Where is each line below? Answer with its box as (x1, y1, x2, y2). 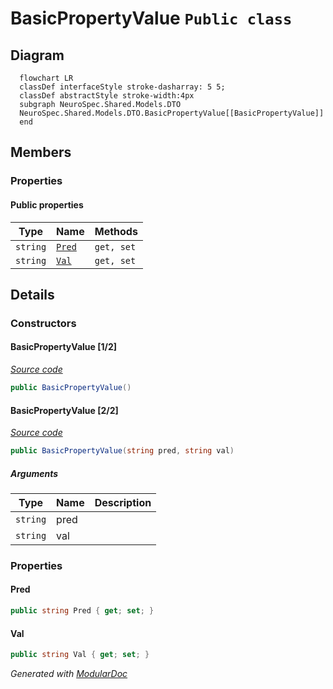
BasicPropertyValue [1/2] (10, 341, 118, 353)
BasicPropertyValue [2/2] (10, 404, 119, 416)
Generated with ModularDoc (10, 668, 128, 680)
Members (10, 144, 72, 161)
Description (94, 495, 152, 509)
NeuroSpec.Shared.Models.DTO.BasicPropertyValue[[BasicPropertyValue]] (19, 108, 325, 118)
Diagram (10, 47, 65, 64)
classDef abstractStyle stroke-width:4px (19, 91, 195, 101)
